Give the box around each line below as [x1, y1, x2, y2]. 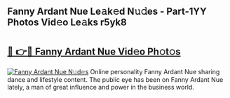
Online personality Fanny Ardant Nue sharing [90, 68, 220, 76]
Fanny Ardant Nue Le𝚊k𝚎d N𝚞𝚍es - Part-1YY [7, 6, 207, 17]
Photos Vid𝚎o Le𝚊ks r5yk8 [7, 17, 128, 29]
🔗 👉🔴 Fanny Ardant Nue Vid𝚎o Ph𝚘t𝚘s [7, 45, 181, 57]
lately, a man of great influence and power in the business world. [7, 83, 194, 91]
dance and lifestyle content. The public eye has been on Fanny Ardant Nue [7, 76, 224, 83]
